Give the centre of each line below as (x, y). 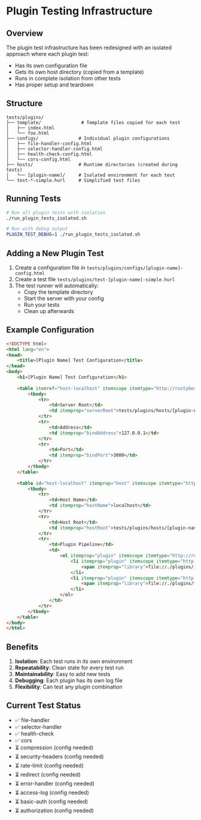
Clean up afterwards (49, 311)
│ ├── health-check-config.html (49, 154)
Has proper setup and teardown (54, 85)
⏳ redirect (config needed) (48, 774)
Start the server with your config (64, 298)
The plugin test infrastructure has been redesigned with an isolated (89, 47)
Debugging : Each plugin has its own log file (68, 681)
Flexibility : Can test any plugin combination (68, 687)
